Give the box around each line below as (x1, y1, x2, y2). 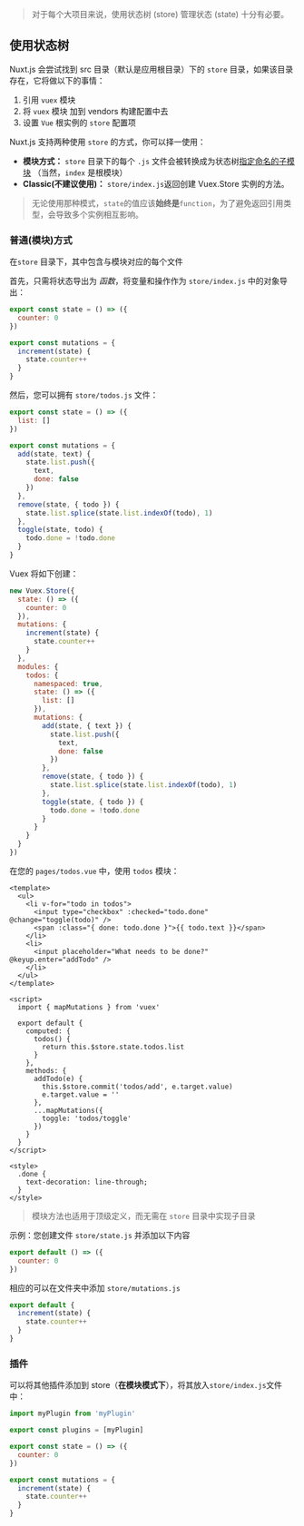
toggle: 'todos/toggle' (42, 1114, 132, 1123)
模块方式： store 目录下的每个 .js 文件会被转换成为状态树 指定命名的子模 (22, 155, 295, 166)
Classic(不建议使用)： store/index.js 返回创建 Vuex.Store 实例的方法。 (22, 178, 289, 189)
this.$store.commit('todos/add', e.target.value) (42, 1082, 233, 1091)
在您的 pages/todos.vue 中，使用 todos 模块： (9, 865, 180, 876)
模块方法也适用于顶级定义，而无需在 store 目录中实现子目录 (31, 1210, 256, 1221)
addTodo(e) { (33, 1074, 83, 1083)
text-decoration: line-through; (25, 1177, 148, 1186)
